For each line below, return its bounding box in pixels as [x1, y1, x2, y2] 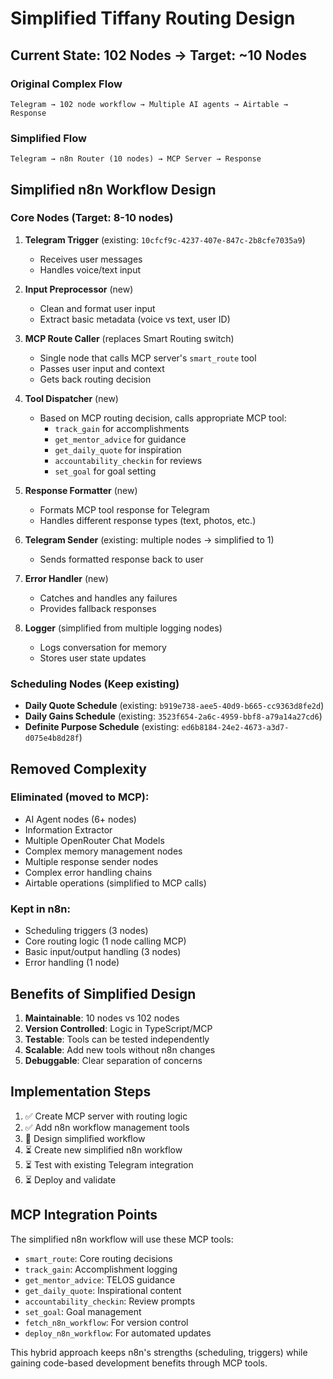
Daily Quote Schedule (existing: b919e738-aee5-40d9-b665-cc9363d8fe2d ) [24, 700, 325, 712]
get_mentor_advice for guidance [54, 433, 187, 445]
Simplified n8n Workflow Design [10, 181, 217, 198]
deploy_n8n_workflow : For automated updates [24, 1327, 212, 1339]
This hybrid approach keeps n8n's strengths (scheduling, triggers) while [10, 1346, 308, 1358]
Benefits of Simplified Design [10, 985, 197, 1002]
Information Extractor [24, 823, 113, 836]
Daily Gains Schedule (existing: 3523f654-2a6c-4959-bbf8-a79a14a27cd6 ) [24, 710, 323, 722]
